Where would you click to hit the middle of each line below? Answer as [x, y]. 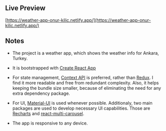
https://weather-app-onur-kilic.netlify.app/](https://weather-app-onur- [79, 20]
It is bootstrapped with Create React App [54, 68]
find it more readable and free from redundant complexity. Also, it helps [85, 83]
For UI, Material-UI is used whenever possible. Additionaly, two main [82, 103]
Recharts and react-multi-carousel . [48, 113]
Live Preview [25, 8]
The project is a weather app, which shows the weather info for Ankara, [85, 53]
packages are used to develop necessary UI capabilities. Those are [81, 108]
